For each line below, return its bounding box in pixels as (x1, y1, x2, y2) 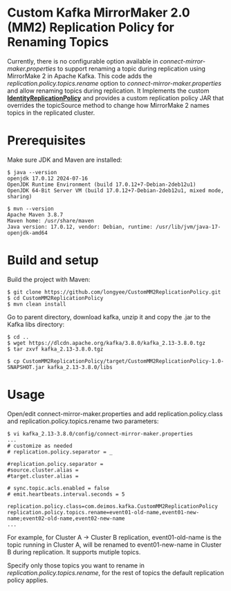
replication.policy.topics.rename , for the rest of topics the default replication (7, 568, 225, 576)
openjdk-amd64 (7, 229, 48, 236)
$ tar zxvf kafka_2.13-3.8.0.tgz (7, 346, 104, 353)
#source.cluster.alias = (7, 467, 79, 473)
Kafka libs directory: (7, 320, 65, 328)
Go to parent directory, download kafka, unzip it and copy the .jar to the (7, 312, 211, 321)
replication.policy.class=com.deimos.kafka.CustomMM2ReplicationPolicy (7, 503, 218, 509)
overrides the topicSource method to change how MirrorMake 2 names (7, 101, 210, 109)
